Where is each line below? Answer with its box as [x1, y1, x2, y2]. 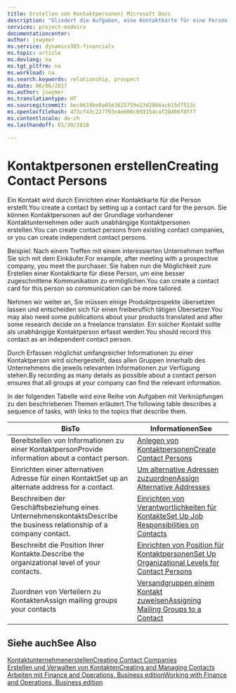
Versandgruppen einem [136, 578, 215, 588]
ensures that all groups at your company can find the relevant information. [7, 379, 223, 387]
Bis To [60, 424, 80, 434]
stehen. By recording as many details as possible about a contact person [7, 371, 216, 380]
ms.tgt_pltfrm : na [7, 63, 61, 70]
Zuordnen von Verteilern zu [11, 587, 101, 597]
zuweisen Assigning [136, 595, 202, 605]
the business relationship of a [11, 520, 108, 530]
